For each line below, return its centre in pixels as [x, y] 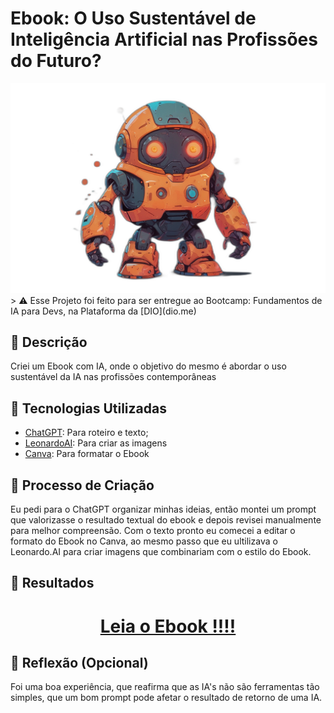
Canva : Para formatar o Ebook [87, 454]
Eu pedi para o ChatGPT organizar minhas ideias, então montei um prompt [163, 509]
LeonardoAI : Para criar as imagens [96, 443]
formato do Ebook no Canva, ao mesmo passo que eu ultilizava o [144, 541]
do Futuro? [56, 61]
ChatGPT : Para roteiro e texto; [86, 433]
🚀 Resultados [52, 583]
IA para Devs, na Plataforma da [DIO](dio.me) [103, 311]
